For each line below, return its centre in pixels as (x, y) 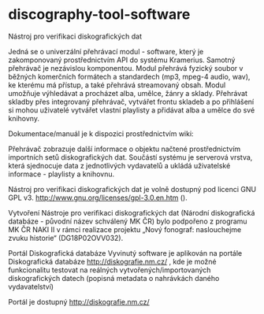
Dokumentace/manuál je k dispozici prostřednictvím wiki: (101, 133)
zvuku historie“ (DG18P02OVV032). (66, 238)
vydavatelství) (31, 286)
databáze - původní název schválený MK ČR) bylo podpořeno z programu (128, 221)
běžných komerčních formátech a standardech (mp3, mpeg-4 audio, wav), (129, 76)
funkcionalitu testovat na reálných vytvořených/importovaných (110, 270)
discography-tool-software (99, 15)
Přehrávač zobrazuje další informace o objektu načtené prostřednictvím (125, 149)
